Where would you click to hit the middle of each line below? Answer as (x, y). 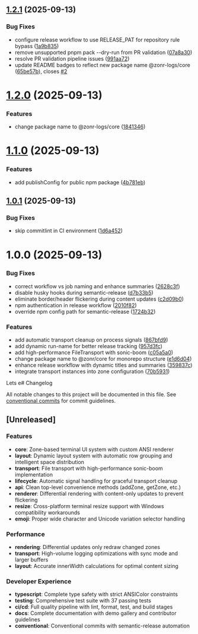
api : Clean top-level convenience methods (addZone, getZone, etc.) (98, 487)
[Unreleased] (31, 419)
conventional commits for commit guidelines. (61, 401)
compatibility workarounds (47, 512)
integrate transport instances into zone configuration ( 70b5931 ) (92, 371)
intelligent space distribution (49, 462)
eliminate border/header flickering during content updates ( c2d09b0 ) (99, 299)
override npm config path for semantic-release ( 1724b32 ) (85, 311)
